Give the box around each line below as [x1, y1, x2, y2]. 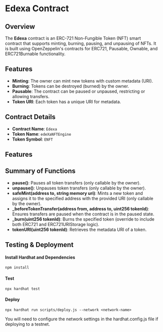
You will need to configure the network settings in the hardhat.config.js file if [5, 316, 159, 322]
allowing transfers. [12, 93, 50, 99]
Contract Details [5, 113, 56, 121]
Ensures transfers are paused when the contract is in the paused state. [12, 211, 155, 217]
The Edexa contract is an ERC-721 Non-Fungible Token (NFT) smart [5, 35, 141, 41]
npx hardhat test [5, 286, 40, 291]
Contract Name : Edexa [12, 125, 57, 132]
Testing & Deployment [5, 241, 74, 249]
